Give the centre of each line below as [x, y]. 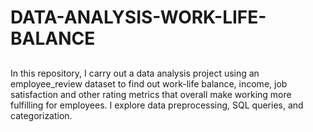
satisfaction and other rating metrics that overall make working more [151, 94]
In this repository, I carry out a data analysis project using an [135, 73]
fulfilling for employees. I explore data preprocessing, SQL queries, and [157, 105]
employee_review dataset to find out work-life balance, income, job [149, 83]
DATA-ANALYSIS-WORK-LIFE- [138, 17]
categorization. [41, 115]
